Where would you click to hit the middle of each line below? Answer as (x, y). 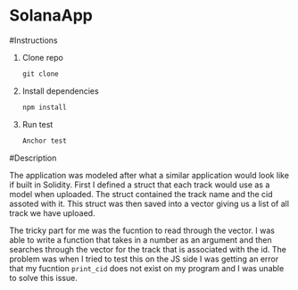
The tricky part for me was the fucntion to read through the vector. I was (142, 230)
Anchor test (44, 141)
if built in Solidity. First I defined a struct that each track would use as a (140, 185)
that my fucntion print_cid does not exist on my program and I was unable (147, 268)
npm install (44, 107)
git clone (41, 74)
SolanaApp (51, 16)
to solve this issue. (43, 278)
